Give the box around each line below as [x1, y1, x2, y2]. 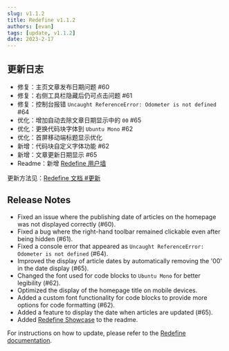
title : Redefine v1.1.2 [7, 17, 76, 23]
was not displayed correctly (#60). [17, 220, 116, 228]
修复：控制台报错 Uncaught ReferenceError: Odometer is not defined [17, 99, 217, 108]
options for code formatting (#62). [17, 301, 116, 309]
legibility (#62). [17, 278, 61, 287]
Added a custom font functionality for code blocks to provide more [17, 293, 208, 301]
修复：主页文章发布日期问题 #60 [17, 82, 110, 91]
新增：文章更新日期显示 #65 [17, 150, 98, 159]
